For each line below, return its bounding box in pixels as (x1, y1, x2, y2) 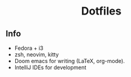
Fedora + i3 (14, 44, 44, 52)
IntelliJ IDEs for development (14, 64, 87, 71)
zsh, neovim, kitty (14, 51, 59, 58)
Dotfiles (81, 4, 122, 18)
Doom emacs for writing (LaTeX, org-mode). (14, 58, 125, 64)
